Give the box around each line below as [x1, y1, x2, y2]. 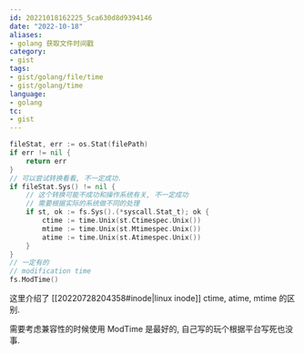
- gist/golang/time [9, 81, 84, 90]
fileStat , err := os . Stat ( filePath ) [9, 140, 148, 149]
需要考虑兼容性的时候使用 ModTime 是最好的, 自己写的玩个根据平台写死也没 [9, 324, 294, 334]
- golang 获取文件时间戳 [9, 38, 94, 48]
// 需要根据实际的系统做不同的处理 [25, 199, 140, 208]
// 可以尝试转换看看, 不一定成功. [9, 174, 123, 183]
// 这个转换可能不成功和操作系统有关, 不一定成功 [25, 190, 189, 200]
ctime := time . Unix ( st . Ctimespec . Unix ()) [42, 216, 202, 225]
